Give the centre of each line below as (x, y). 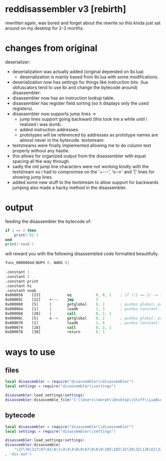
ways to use (30, 352)
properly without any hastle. (41, 150)
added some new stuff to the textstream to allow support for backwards (85, 182)
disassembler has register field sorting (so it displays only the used (81, 103)
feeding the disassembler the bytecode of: (48, 221)
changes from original (51, 48)
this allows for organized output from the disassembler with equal (79, 156)
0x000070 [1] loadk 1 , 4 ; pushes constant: (83, 323)
